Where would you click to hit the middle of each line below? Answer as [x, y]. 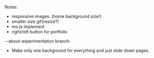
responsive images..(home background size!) [56, 16]
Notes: [11, 7]
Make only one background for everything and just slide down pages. [81, 51]
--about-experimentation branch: [37, 41]
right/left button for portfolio [39, 32]
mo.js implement [28, 27]
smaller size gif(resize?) [35, 22]
